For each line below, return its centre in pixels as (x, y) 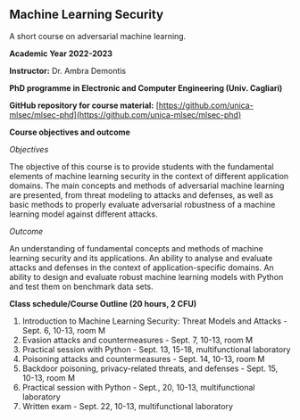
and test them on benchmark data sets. (81, 286)
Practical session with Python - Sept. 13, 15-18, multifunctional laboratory (156, 349)
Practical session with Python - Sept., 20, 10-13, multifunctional (138, 387)
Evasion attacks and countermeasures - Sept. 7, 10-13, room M (137, 340)
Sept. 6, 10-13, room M (63, 330)
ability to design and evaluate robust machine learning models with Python (146, 276)
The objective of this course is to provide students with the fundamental (142, 166)
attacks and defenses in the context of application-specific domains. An (142, 268)
